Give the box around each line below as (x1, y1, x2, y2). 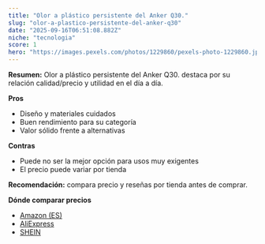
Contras (8, 141, 35, 150)
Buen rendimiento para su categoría (19, 118, 136, 126)
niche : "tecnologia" (8, 33, 77, 42)
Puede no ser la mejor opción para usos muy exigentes (19, 156, 200, 166)
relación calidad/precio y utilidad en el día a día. (8, 78, 163, 88)
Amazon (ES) (19, 211, 63, 220)
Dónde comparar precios (8, 195, 92, 205)
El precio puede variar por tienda (19, 165, 127, 174)
